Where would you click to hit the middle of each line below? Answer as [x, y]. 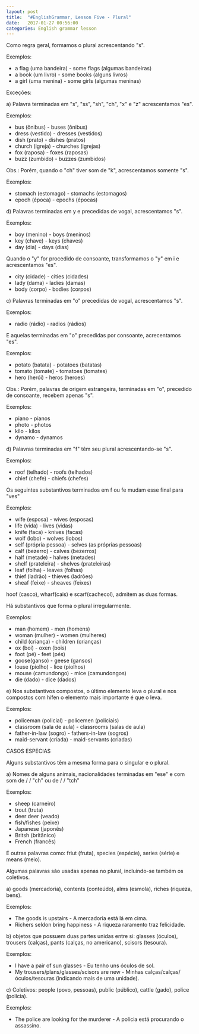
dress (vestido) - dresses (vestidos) [59, 133]
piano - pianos [32, 418]
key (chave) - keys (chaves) [49, 241]
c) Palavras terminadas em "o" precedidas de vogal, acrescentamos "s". [94, 301]
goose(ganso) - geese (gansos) [53, 661]
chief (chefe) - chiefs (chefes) [52, 479]
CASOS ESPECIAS [29, 751]
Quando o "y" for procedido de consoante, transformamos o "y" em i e [93, 259]
